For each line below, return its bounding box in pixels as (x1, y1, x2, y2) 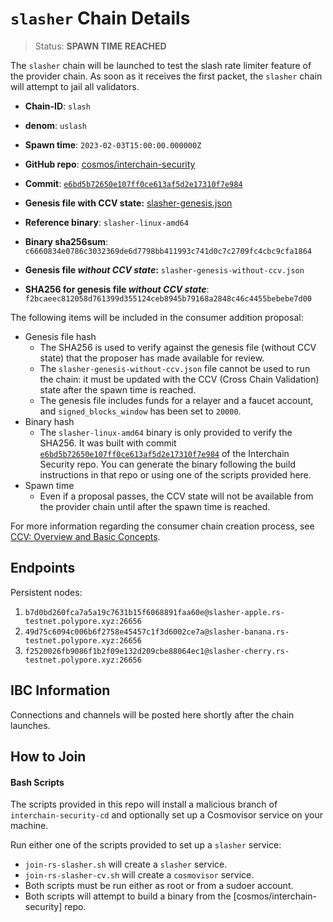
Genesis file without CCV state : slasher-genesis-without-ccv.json (24, 263, 305, 276)
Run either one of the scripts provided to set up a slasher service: (10, 839, 282, 851)
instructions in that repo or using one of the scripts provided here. (39, 468, 312, 481)
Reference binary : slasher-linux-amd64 (24, 216, 189, 228)
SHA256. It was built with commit (39, 437, 177, 449)
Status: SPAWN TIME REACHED (34, 40, 167, 52)
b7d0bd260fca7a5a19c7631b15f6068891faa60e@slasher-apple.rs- (24, 607, 286, 617)
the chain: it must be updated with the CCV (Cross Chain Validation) (39, 373, 320, 385)
